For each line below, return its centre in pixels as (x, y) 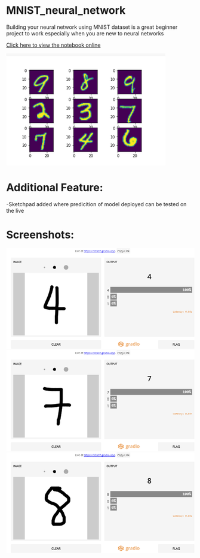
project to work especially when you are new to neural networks (85, 33)
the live (15, 210)
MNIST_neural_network (66, 10)
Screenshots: (40, 235)
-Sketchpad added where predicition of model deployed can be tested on (96, 204)
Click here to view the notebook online (53, 45)
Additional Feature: (55, 188)
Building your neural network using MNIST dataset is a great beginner (92, 27)
